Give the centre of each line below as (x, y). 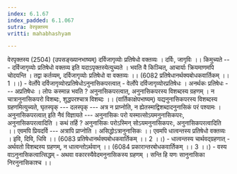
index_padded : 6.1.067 (41, 20)
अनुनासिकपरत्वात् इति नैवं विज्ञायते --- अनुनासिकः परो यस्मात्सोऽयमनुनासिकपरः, (96, 115)
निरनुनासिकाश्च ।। (29, 163)
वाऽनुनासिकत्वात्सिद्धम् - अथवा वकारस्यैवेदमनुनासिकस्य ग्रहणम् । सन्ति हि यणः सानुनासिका (106, 155)
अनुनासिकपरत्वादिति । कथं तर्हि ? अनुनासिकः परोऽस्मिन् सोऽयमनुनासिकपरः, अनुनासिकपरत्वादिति (114, 123)
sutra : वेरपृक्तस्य (28, 27)
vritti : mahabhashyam (39, 33)
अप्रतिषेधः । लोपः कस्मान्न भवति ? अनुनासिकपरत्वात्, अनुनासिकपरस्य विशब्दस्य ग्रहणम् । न (114, 92)
